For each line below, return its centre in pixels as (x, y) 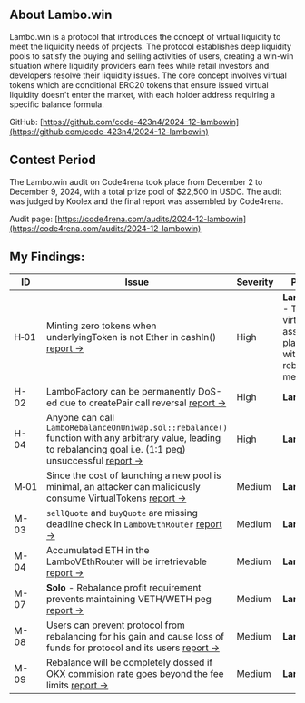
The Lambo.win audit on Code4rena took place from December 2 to (136, 181)
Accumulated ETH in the (98, 551)
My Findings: (47, 257)
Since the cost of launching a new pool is (133, 475)
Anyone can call (80, 418)
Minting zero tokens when (101, 326)
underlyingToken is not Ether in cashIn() (131, 337)
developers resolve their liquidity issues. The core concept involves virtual (148, 75)
